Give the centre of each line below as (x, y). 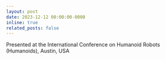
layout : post (22, 11)
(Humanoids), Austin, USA (38, 51)
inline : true (22, 22)
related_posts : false (33, 28)
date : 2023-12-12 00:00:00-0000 (46, 17)
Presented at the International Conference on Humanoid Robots (83, 45)
